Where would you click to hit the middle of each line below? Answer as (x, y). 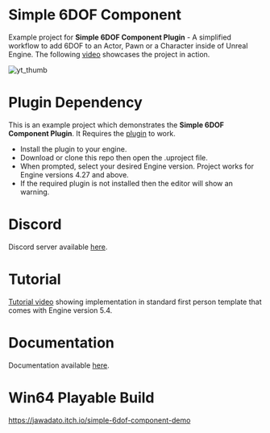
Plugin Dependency (75, 103)
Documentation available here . (59, 365)
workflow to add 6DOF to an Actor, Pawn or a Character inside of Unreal (128, 45)
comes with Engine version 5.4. (60, 310)
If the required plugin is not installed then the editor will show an (127, 183)
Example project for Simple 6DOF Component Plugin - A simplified (120, 37)
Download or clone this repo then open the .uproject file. (114, 157)
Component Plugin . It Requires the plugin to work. (92, 133)
